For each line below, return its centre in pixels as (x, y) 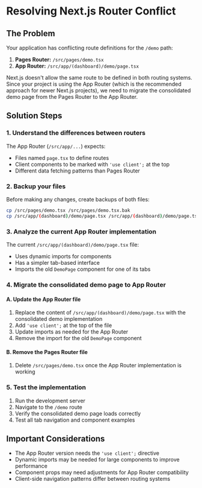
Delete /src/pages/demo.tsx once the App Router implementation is (98, 366)
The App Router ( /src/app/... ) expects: (56, 146)
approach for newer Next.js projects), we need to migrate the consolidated (99, 90)
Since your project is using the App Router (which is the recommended (94, 84)
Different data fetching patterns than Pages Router (77, 171)
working (25, 372)
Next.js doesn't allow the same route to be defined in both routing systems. (99, 78)
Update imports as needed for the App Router (72, 332)
